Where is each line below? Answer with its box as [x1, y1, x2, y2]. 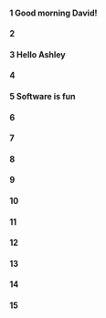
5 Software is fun [9, 90, 76, 101]
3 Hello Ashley [9, 48, 66, 59]
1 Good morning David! [9, 7, 98, 18]
